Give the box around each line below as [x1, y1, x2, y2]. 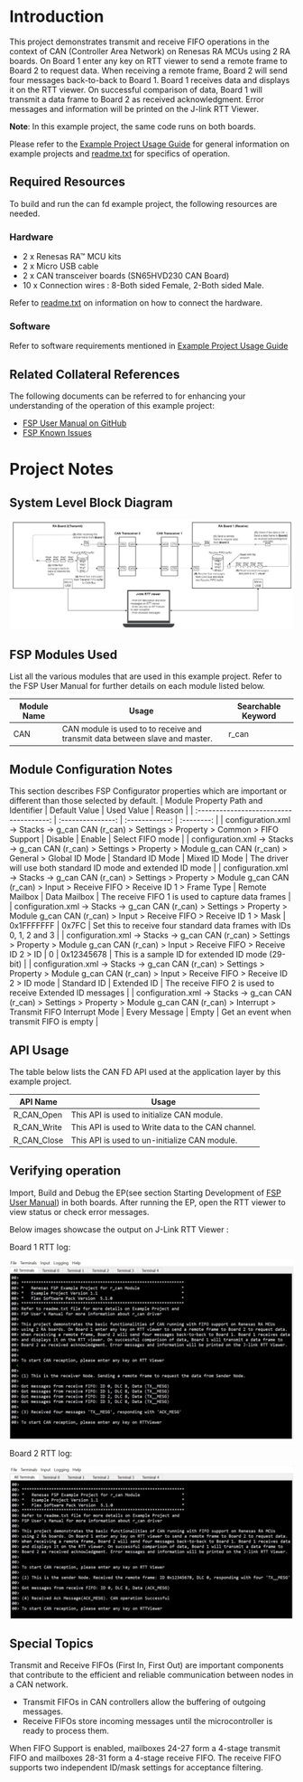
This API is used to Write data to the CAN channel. [70, 1122, 257, 1133]
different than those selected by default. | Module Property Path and [9, 796, 263, 806]
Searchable [237, 701, 281, 712]
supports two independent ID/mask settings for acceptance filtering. [9, 1762, 263, 1773]
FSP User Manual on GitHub [22, 418, 127, 429]
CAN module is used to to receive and [61, 723, 203, 734]
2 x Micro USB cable [22, 260, 99, 272]
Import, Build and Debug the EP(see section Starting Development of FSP [9, 1187, 282, 1198]
